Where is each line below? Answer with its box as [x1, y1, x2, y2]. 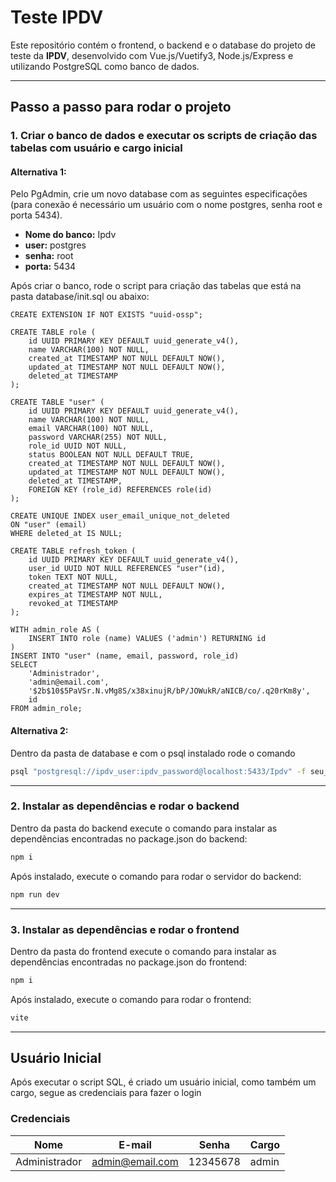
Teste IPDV [10, 6, 104, 29]
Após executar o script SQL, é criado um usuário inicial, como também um [10, 1076, 317, 1088]
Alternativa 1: [10, 166, 67, 178]
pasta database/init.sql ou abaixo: [10, 291, 150, 303]
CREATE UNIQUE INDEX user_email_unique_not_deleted [10, 511, 230, 521]
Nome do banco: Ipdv [24, 229, 117, 241]
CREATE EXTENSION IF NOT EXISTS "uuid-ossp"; [10, 310, 203, 320]
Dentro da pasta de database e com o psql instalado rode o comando [10, 747, 296, 759]
